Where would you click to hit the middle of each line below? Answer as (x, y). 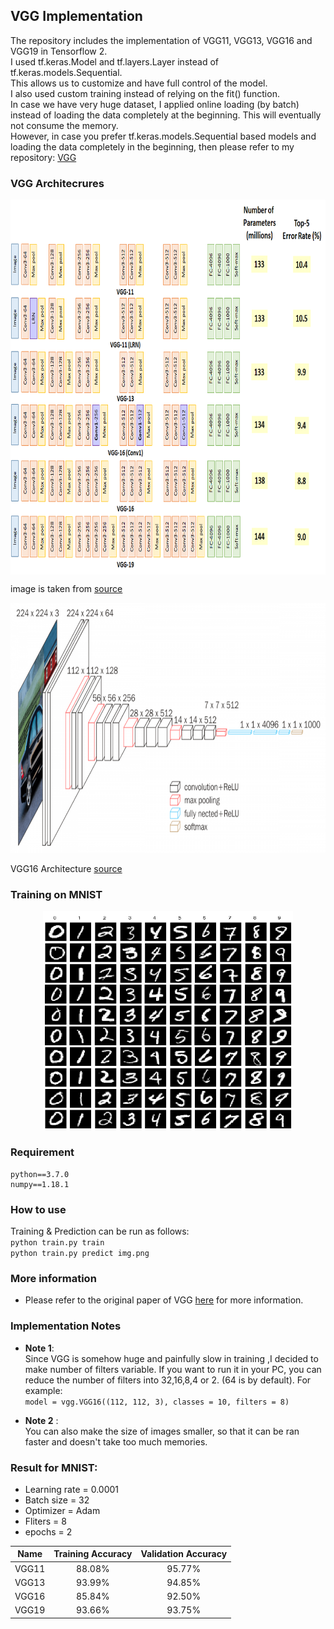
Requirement (42, 1152)
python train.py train (57, 1243)
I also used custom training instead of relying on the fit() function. (145, 93)
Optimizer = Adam (62, 1510)
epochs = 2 (48, 1531)
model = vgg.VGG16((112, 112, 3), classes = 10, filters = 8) (157, 1402)
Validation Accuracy (184, 1554)
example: (43, 1390)
